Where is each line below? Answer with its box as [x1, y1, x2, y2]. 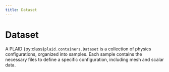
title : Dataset [5, 7, 37, 13]
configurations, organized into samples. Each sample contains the [5, 51, 142, 57]
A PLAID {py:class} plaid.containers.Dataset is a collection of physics [5, 46, 151, 52]
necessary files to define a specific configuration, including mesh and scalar [5, 56, 164, 62]
